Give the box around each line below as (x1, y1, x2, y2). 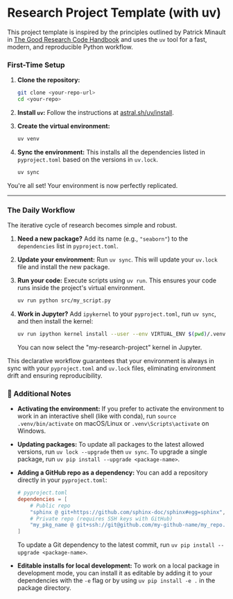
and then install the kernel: (17, 317, 94, 325)
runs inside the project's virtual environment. (17, 284, 146, 292)
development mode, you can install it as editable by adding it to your (17, 569, 213, 577)
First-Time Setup (7, 60, 65, 70)
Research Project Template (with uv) (7, 5, 222, 21)
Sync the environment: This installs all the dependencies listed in (17, 147, 206, 156)
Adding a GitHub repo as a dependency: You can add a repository (17, 468, 208, 477)
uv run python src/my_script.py (17, 297, 111, 304)
